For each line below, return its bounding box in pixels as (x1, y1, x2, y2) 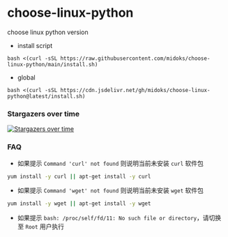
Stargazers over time (7, 109, 80, 118)
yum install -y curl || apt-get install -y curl (7, 173, 151, 180)
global (17, 73, 36, 82)
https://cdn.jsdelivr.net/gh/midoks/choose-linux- (60, 86, 211, 93)
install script (17, 41, 53, 49)
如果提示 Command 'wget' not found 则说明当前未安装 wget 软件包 (17, 186, 204, 194)
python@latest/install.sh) (7, 93, 86, 100)
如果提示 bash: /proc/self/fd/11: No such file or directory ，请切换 (17, 214, 222, 222)
